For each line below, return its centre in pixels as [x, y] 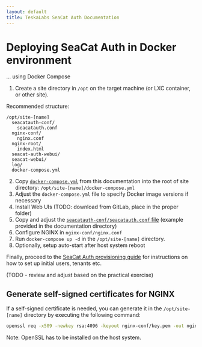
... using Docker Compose [38, 77]
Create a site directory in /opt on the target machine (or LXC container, [103, 89]
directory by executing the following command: [82, 315]
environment [39, 60]
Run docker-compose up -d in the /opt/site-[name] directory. [90, 239]
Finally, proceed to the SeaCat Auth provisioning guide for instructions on [97, 257]
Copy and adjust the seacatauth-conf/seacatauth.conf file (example [99, 220]
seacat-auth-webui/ [36, 154]
